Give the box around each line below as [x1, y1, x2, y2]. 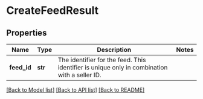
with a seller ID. [57, 71, 101, 79]
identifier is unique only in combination [57, 63, 168, 71]
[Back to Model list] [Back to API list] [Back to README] [6, 86, 145, 94]
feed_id [9, 63, 31, 71]
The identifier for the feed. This [57, 56, 146, 64]
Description [97, 46, 132, 54]
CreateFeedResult [6, 4, 99, 18]
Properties [6, 28, 47, 38]
